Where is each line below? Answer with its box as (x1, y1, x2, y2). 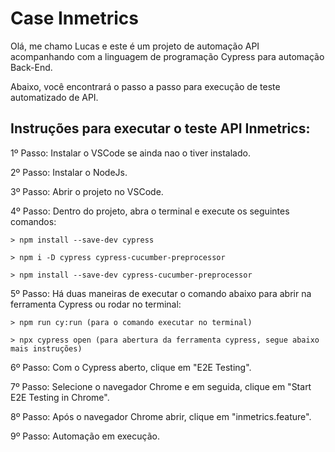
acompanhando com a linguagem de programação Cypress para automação (10, 50, 325, 62)
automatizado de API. (10, 91, 99, 103)
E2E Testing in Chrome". (10, 391, 110, 403)
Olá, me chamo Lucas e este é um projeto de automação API (10, 40, 260, 52)
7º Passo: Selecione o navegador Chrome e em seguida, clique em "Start (10, 380, 312, 392)
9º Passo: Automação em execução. (10, 430, 160, 442)
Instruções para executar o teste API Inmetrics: (10, 120, 311, 137)
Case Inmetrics (10, 7, 140, 30)
